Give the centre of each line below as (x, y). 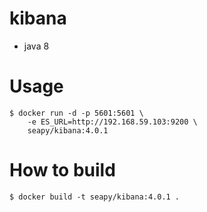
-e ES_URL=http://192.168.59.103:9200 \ (112, 122)
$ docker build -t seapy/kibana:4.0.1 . (95, 197)
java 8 (36, 46)
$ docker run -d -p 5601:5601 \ (76, 113)
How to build (62, 170)
